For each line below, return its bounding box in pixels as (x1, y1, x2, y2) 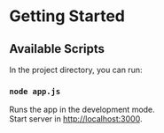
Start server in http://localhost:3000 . (9, 114, 143, 124)
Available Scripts (9, 41, 105, 56)
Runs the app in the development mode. (9, 104, 155, 115)
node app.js (9, 86, 61, 96)
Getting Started (9, 6, 126, 26)
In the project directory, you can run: (9, 64, 143, 75)
